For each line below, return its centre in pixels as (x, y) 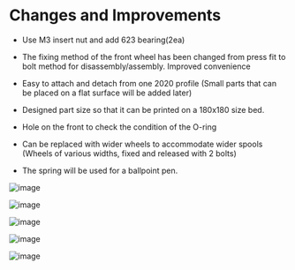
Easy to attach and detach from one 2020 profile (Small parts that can (149, 83)
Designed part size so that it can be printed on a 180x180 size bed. (143, 109)
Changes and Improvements (115, 15)
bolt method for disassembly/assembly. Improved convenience (136, 66)
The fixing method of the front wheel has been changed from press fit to (154, 56)
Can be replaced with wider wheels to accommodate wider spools (142, 144)
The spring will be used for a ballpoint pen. (100, 170)
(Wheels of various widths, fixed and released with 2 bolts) (129, 153)
